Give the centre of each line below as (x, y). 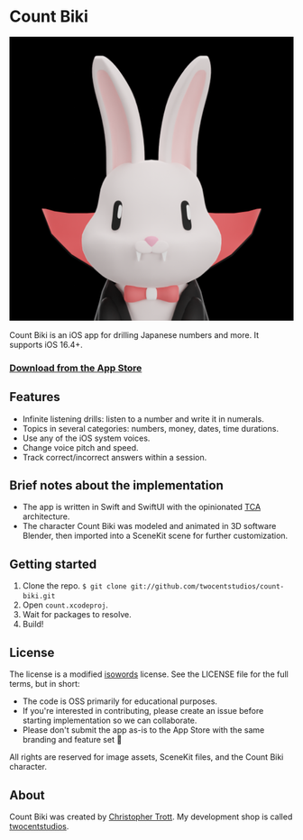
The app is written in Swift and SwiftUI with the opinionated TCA (142, 507)
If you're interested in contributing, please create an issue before (143, 711)
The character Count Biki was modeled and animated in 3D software (149, 526)
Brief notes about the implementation (116, 485)
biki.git (39, 597)
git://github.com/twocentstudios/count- (207, 587)
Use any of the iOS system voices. (86, 438)
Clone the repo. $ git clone (75, 586)
